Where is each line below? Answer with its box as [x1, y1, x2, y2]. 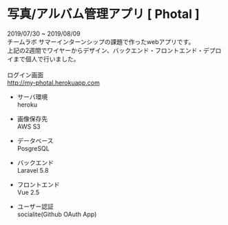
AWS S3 [17, 122, 41, 131]
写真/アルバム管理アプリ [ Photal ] [7, 6, 200, 22]
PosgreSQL [17, 144, 50, 152]
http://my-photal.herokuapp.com [7, 78, 100, 87]
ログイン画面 [7, 70, 43, 79]
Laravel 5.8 [17, 166, 49, 174]
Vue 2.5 [17, 188, 40, 196]
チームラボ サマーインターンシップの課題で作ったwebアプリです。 [7, 37, 195, 45]
